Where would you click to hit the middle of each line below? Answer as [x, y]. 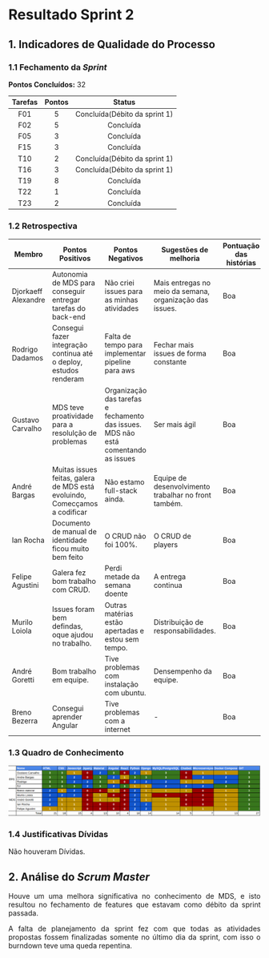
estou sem [122, 639]
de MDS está [73, 486]
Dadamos [28, 357]
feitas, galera [73, 477]
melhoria [185, 259]
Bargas [23, 495]
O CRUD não [125, 536]
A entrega [170, 577]
